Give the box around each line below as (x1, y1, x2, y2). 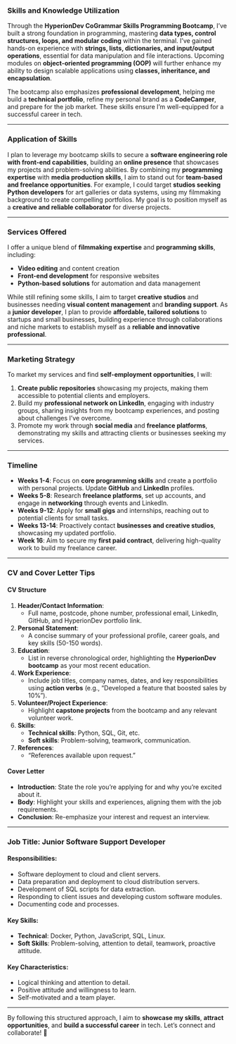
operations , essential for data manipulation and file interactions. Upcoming (7, 51, 225, 60)
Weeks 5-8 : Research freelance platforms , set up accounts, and (17, 492, 206, 500)
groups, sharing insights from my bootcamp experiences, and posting (17, 406, 220, 415)
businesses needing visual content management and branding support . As (7, 300, 228, 309)
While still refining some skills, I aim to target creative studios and (7, 292, 199, 301)
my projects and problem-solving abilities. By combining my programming (7, 165, 223, 174)
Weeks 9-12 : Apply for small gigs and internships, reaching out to (17, 507, 209, 515)
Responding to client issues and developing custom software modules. (17, 892, 223, 900)
